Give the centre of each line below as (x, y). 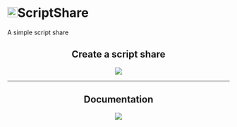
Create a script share (119, 54)
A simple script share (38, 32)
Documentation (119, 100)
